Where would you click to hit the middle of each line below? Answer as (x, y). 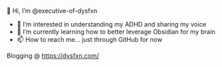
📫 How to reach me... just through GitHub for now (90, 39)
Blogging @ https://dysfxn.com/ (53, 55)
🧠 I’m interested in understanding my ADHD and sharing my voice (111, 24)
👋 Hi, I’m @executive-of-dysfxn (52, 11)
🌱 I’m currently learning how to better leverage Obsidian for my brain (116, 32)
